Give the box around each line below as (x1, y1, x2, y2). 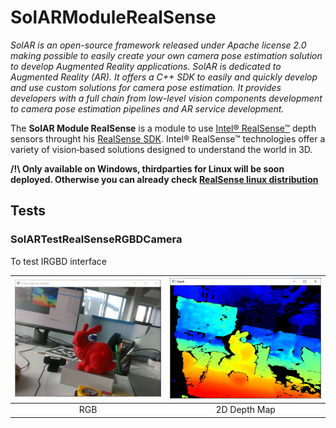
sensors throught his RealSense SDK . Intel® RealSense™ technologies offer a (10, 132, 326, 145)
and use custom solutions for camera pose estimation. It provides (10, 81, 282, 93)
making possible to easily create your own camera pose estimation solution (10, 49, 323, 61)
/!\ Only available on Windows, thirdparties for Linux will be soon (10, 162, 285, 175)
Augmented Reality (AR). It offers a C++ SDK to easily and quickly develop (10, 71, 318, 83)
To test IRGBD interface (10, 255, 107, 267)
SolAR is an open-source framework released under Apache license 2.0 (10, 39, 307, 51)
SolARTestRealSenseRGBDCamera (10, 232, 183, 246)
